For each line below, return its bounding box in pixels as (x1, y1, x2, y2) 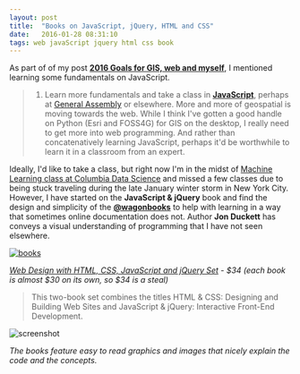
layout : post (9, 13, 58, 22)
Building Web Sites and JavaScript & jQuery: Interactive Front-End (30, 302, 275, 312)
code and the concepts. (9, 355, 98, 366)
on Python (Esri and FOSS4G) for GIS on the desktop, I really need (44, 118, 289, 129)
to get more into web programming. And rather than (44, 127, 236, 139)
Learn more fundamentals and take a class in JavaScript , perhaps (44, 89, 289, 100)
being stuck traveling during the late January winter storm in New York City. (9, 183, 289, 193)
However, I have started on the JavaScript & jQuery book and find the (9, 192, 268, 203)
